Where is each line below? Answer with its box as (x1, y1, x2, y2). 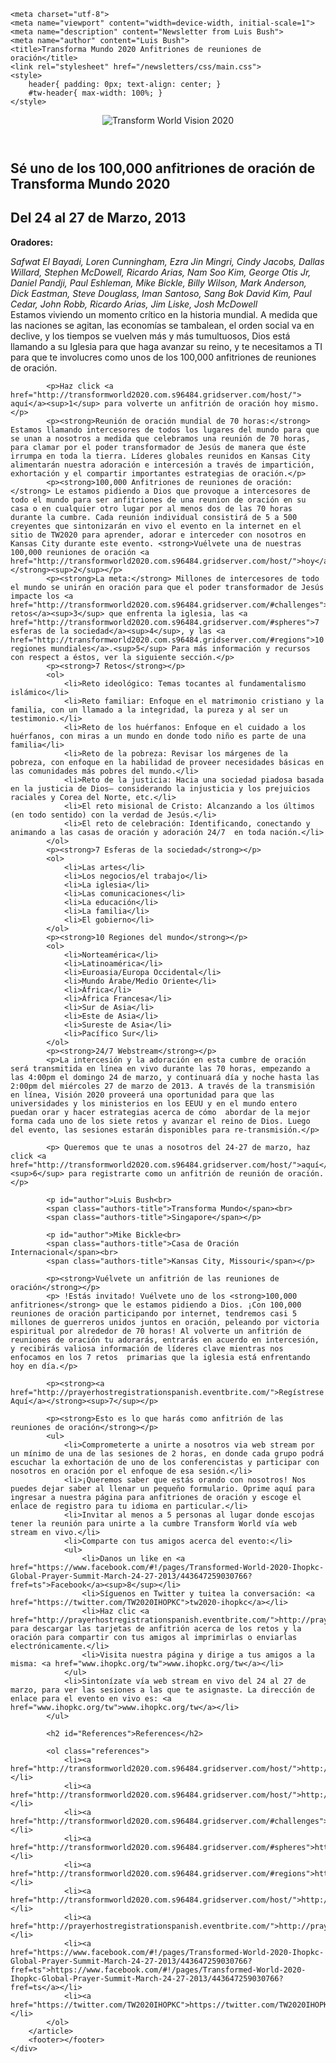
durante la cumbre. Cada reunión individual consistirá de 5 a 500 (10, 512, 298, 522)
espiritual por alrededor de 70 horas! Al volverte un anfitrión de (10, 1326, 302, 1336)
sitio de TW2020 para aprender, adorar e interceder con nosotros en (10, 530, 307, 540)
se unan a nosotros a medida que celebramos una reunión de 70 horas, (10, 433, 311, 444)
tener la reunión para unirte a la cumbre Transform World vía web (10, 1518, 298, 1529)
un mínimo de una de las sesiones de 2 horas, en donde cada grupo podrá (10, 1448, 325, 1459)
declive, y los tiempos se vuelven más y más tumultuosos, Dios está (10, 330, 291, 342)
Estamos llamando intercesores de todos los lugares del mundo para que (10, 425, 320, 435)
